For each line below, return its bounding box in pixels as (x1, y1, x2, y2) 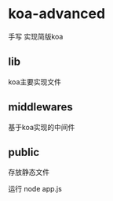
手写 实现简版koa (8, 32, 64, 41)
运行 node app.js (8, 184, 63, 194)
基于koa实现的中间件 (8, 122, 75, 132)
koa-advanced (8, 5, 106, 23)
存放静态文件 (8, 167, 49, 177)
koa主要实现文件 (8, 76, 61, 87)
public (8, 145, 40, 158)
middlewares (8, 100, 73, 114)
